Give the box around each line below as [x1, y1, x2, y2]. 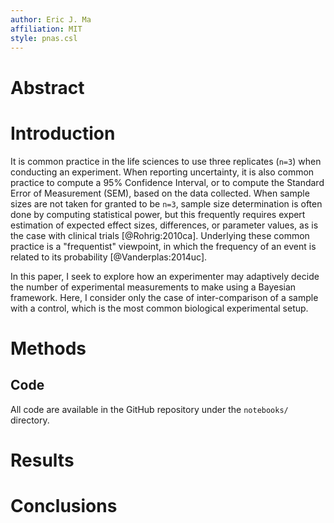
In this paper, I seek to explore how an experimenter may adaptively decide [10, 270, 320, 282]
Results [10, 449, 75, 471]
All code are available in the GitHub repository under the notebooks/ [10, 403, 289, 415]
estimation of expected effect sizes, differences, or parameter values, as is [10, 219, 319, 231]
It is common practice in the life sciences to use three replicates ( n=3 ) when [10, 155, 322, 167]
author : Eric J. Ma [10, 14, 92, 25]
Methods [10, 337, 87, 360]
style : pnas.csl [10, 33, 78, 43]
